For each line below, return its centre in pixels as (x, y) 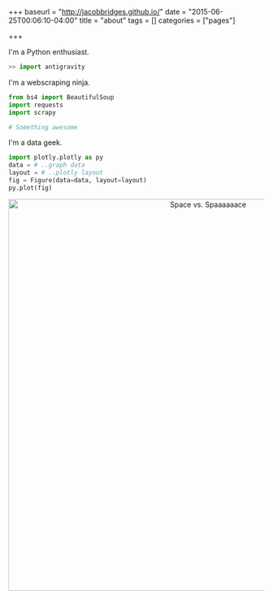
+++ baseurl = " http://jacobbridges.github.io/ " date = (97, 12)
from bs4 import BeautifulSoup (61, 97)
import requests (36, 105)
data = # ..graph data (47, 165)
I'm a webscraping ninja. (50, 82)
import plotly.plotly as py (56, 158)
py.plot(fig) (30, 188)
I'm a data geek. (35, 142)
